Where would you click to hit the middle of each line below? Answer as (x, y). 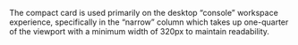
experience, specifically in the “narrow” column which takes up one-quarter (149, 22)
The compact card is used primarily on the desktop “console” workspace (144, 13)
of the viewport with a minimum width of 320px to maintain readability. (140, 31)
